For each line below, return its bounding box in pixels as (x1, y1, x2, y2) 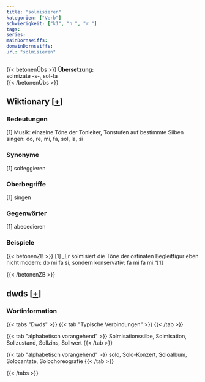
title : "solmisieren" (6, 9, 62, 15)
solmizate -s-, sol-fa (6, 72, 58, 80)
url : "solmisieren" (6, 49, 56, 55)
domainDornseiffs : (6, 44, 53, 50)
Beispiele (6, 239, 35, 247)
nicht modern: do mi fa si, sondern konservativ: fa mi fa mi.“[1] (6, 259, 163, 266)
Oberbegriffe (6, 180, 46, 188)
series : (6, 32, 26, 38)
